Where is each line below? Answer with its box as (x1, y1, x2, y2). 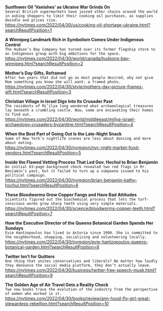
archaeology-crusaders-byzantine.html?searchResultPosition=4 (5, 122, 134, 127)
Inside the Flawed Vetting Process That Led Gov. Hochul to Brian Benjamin (5, 159, 158, 165)
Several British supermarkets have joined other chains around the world (5, 9, 158, 14)
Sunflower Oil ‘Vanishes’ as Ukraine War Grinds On (5, 4, 110, 10)
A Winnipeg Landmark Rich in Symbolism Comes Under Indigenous (5, 37, 144, 42)
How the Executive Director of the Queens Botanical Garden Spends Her (5, 220, 154, 226)
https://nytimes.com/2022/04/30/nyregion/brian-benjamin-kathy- (5, 177, 137, 183)
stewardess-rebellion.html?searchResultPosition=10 (5, 301, 109, 306)
